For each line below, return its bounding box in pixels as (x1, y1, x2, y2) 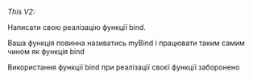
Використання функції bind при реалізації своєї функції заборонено (7, 62, 240, 72)
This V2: (7, 7, 35, 16)
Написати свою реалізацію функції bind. (7, 23, 147, 32)
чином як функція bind (7, 47, 85, 56)
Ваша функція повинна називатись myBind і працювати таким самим (7, 38, 245, 48)
